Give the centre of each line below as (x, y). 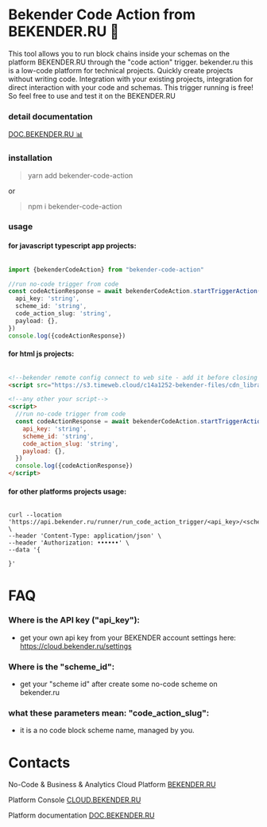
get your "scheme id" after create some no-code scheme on (118, 684)
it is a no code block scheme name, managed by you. (107, 731)
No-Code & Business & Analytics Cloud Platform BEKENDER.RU (112, 785)
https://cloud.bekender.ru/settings (76, 646)
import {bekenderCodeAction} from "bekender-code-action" (106, 269)
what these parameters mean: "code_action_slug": (109, 713)
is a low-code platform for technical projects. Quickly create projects (120, 70)
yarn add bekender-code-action (80, 175)
